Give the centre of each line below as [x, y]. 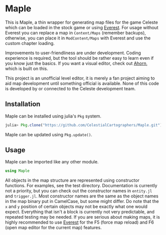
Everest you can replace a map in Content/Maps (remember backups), [76, 33]
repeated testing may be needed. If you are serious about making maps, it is [83, 217]
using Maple [17, 171]
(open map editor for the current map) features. [54, 228]
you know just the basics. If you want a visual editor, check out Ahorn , [76, 63]
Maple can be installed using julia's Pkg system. [53, 116]
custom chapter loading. [30, 43]
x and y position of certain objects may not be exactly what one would [76, 207]
